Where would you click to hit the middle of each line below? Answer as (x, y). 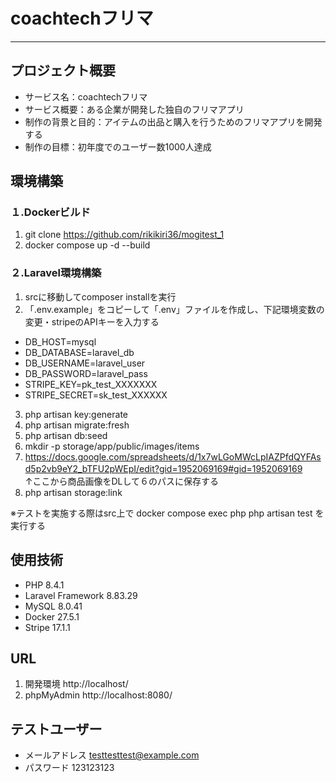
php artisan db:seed (66, 435)
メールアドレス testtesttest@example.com (112, 755)
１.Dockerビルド (50, 212)
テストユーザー (56, 729)
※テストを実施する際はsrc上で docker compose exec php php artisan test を (167, 513)
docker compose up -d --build (87, 245)
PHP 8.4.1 (44, 585)
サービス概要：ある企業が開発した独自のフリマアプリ (134, 109)
